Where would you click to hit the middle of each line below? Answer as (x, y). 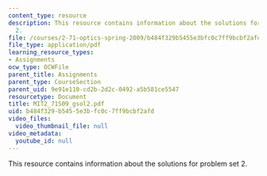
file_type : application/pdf (55, 45)
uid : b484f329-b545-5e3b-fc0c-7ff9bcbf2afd (81, 112)
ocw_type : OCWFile (39, 67)
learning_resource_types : (51, 52)
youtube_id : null (44, 141)
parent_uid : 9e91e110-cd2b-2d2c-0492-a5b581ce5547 (94, 89)
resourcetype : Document (48, 97)
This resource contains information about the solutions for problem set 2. (128, 163)
